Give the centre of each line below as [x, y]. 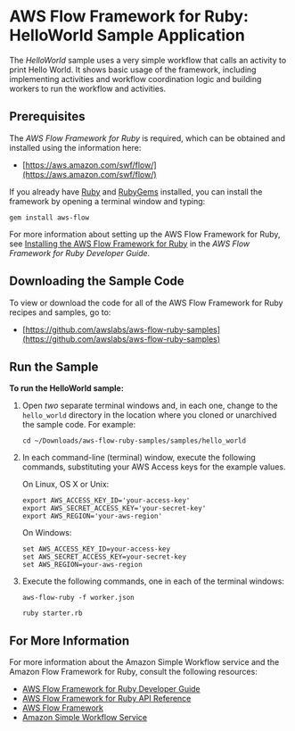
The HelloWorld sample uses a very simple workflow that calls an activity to [148, 60]
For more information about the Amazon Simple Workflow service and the [144, 662]
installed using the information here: [75, 147]
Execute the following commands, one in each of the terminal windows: [153, 581]
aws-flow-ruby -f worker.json [78, 598]
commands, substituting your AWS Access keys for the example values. [154, 467]
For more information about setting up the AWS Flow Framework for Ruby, [145, 234]
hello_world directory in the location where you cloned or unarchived [149, 415]
